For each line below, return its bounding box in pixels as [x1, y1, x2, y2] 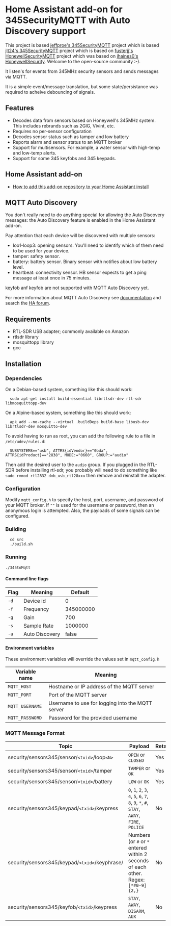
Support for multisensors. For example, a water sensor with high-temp [12, 144, 160, 150]
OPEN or [128, 751, 146, 758]
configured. [5, 513, 30, 519]
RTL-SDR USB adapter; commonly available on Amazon [12, 328, 129, 335]
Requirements [5, 315, 51, 323]
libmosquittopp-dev [5, 400, 47, 406]
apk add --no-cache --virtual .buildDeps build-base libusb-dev [10, 419, 149, 424]
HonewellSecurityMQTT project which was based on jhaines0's [5, 53, 138, 59]
